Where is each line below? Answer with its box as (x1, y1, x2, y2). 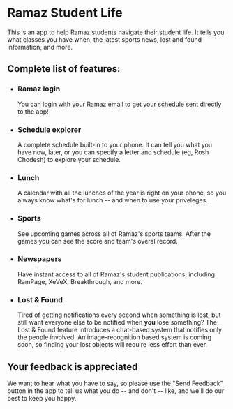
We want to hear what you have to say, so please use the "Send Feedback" (7, 379, 223, 387)
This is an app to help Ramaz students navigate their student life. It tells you (7, 28, 225, 36)
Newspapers (17, 254, 62, 264)
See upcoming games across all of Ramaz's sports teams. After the (17, 229, 211, 238)
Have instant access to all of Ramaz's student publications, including (17, 270, 215, 278)
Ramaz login (17, 84, 61, 94)
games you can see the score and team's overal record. (17, 237, 178, 245)
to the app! (17, 107, 49, 116)
